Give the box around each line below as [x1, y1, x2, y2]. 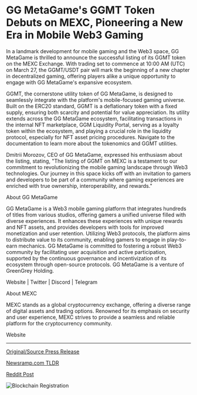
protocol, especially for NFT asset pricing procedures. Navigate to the [6, 133, 175, 140]
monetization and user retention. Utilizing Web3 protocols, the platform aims [6, 229, 191, 237]
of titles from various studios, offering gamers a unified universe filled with [6, 211, 186, 218]
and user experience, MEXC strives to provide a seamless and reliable [6, 314, 175, 321]
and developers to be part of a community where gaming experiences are [6, 176, 184, 183]
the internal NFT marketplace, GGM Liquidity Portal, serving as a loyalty [6, 121, 179, 128]
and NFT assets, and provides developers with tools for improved [6, 224, 164, 231]
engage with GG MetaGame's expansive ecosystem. [6, 78, 133, 85]
